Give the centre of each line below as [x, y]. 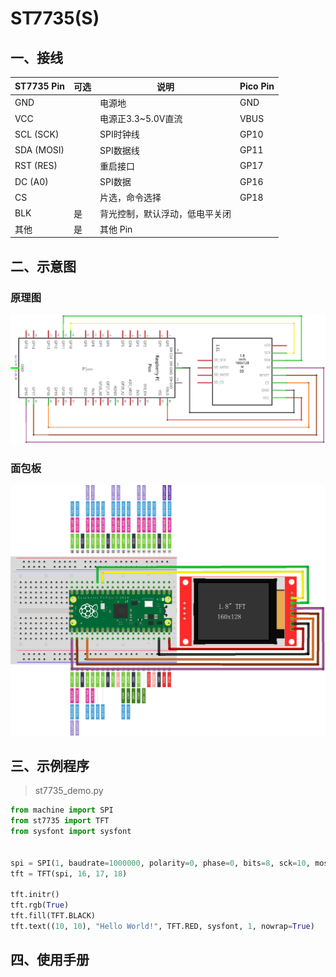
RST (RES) [36, 166]
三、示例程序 [50, 765]
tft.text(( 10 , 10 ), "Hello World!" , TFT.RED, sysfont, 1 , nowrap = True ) [162, 927]
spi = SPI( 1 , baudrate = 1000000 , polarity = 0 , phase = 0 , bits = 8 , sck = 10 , [160, 863]
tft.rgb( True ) [40, 905]
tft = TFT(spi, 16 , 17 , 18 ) [69, 873]
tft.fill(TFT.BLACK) [53, 916]
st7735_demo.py [69, 791]
